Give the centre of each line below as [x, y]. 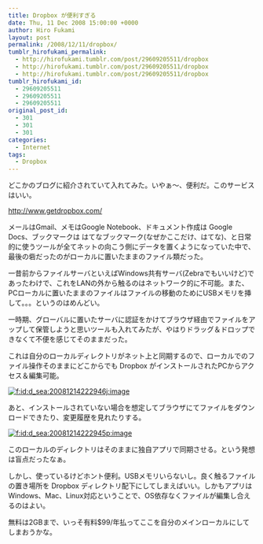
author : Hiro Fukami [42, 30]
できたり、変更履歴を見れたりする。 [87, 417]
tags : [17, 154]
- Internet [33, 147]
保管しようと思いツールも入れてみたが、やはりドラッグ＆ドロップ [142, 329]
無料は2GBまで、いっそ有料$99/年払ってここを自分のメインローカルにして [129, 522]
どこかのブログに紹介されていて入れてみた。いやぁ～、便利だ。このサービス [131, 185]
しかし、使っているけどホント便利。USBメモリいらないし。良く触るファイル [132, 476]
